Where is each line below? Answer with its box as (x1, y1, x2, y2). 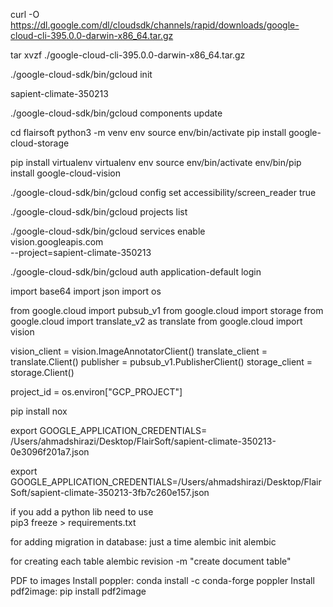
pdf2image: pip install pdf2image (10, 585, 147, 597)
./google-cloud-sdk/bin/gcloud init (10, 69, 153, 80)
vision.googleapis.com (10, 236, 104, 248)
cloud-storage (10, 137, 70, 149)
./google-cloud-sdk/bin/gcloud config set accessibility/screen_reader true (10, 187, 317, 198)
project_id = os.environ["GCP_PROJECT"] (10, 386, 183, 398)
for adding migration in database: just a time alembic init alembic (10, 536, 277, 548)
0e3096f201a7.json (10, 446, 90, 458)
